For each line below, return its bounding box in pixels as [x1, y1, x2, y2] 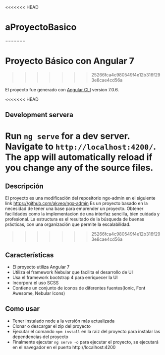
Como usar [5, 305, 40, 313]
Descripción [5, 182, 44, 190]
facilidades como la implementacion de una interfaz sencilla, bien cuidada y [5, 211, 160, 217]
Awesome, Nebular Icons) [12, 290, 65, 296]
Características [5, 251, 54, 259]
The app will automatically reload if [5, 151, 153, 163]
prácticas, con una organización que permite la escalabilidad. [5, 221, 131, 227]
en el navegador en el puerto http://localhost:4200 [12, 344, 116, 350]
